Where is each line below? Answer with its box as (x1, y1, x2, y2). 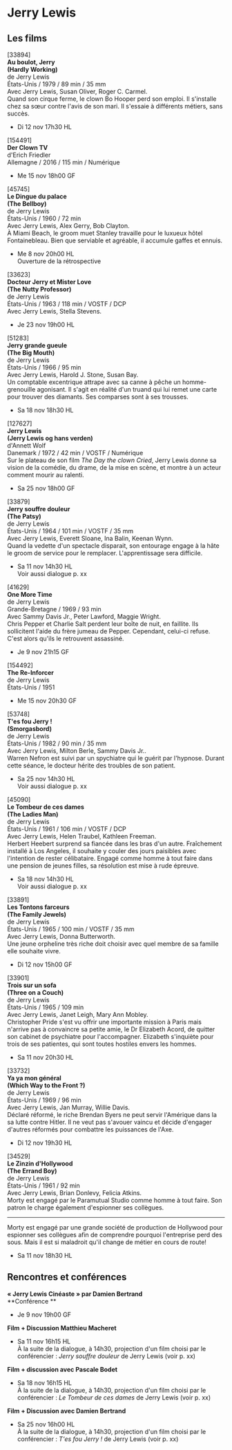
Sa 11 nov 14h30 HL (17, 562, 72, 571)
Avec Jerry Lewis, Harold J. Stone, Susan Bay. (7, 371, 139, 379)
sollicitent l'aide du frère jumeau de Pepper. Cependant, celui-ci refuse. (7, 627, 211, 635)
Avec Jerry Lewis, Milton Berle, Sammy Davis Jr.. (7, 747, 147, 754)
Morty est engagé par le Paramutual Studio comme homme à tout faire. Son (7, 1196, 222, 1204)
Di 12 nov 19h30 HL (17, 1138, 72, 1147)
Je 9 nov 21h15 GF (17, 648, 70, 656)
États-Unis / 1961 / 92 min (7, 1181, 81, 1190)
